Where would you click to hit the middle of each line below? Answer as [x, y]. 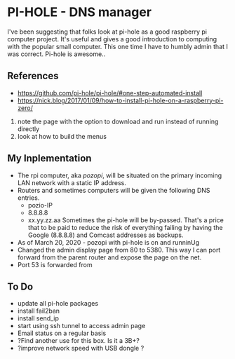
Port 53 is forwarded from [55, 264]
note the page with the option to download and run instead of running [118, 121]
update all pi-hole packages [58, 304]
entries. [28, 198]
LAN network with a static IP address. [72, 182]
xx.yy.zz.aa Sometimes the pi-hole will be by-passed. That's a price [126, 220]
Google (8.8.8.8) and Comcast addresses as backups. [106, 235]
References [33, 76]
